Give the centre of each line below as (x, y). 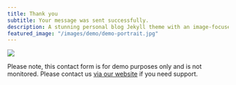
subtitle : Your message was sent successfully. (78, 20)
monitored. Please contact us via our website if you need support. (103, 74)
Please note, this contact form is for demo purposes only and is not (105, 67)
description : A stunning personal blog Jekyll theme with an (99, 27)
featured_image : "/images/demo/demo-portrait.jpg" (83, 33)
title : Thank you (33, 14)
